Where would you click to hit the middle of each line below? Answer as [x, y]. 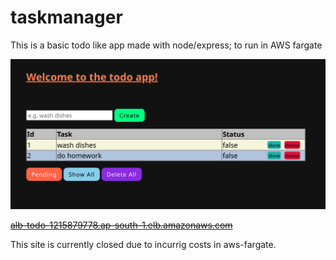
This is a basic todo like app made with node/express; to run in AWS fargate [166, 45]
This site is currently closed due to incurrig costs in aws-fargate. [143, 244]
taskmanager [66, 17]
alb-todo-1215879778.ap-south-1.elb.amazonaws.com [121, 225]
